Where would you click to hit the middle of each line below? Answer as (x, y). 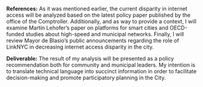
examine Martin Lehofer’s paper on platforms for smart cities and (87, 28)
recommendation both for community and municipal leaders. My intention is (101, 65)
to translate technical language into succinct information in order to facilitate (101, 71)
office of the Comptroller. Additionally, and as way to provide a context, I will (101, 21)
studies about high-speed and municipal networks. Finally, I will (105, 34)
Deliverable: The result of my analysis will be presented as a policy (90, 58)
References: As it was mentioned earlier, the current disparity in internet (97, 9)
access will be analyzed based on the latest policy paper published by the (98, 15)
